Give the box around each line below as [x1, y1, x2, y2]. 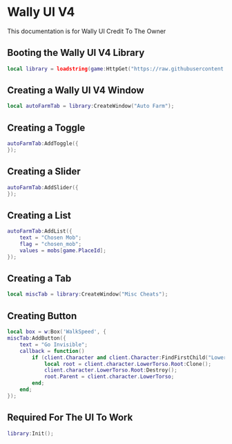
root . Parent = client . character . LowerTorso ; [43, 374, 175, 380]
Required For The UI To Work [7, 412, 133, 423]
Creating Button [7, 310, 77, 322]
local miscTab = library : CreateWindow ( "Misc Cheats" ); [7, 291, 168, 298]
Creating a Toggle [7, 122, 86, 133]
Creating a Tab [7, 273, 72, 284]
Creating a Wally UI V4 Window [7, 84, 144, 97]
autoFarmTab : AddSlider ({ [7, 184, 79, 191]
